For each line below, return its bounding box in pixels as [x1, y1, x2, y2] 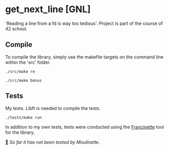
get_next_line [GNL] [5, 4, 91, 15]
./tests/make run [5, 115, 42, 120]
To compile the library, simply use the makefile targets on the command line [5, 54, 164, 60]
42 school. [5, 25, 28, 31]
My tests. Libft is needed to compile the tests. [5, 105, 100, 111]
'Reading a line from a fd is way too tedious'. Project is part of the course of [5, 20, 163, 26]
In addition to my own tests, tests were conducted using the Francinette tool [5, 124, 164, 130]
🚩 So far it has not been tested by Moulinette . [5, 139, 100, 145]
